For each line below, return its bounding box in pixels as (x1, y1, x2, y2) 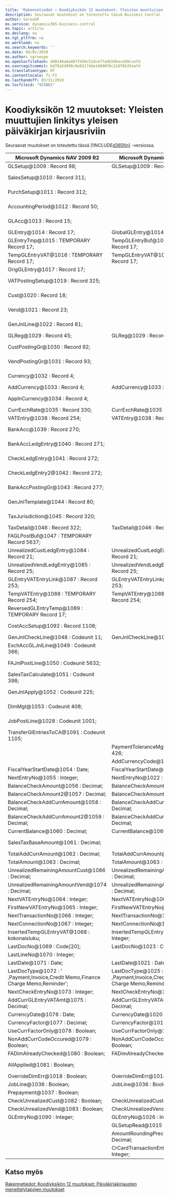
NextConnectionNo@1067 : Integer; (8, 920, 94, 927)
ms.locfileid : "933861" (5, 82, 55, 87)
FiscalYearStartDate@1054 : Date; (8, 766, 90, 773)
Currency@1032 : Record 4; (8, 372, 75, 379)
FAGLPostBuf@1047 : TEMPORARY (8, 532, 92, 539)
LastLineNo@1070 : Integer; (8, 951, 75, 958)
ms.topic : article (5, 26, 44, 31)
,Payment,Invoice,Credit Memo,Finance (8, 973, 101, 980)
